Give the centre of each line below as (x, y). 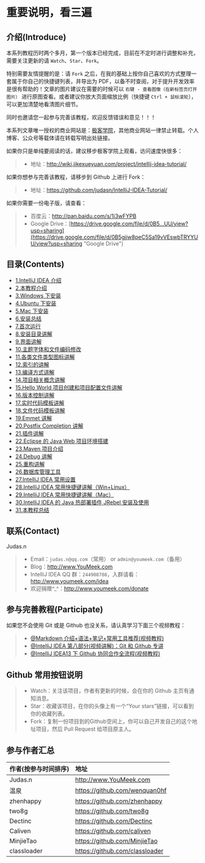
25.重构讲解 (30, 464)
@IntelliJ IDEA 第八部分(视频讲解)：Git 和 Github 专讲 (97, 646)
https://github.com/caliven (113, 831)
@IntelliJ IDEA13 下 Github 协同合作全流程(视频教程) (95, 654)
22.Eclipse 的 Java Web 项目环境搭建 (62, 441)
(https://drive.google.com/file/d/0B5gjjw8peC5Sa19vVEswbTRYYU (114, 237)
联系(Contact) (33, 531)
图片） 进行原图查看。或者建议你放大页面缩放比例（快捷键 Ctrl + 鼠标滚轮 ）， (102, 96)
